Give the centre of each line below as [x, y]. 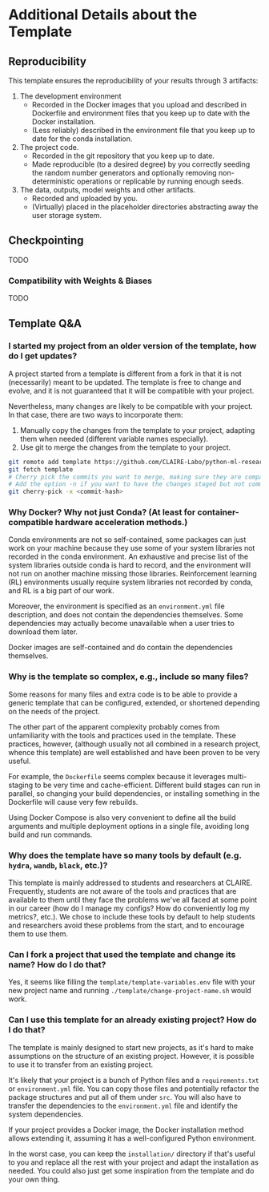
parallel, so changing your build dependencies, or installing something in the [134, 793]
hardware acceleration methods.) [121, 523]
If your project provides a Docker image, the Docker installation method [126, 1129]
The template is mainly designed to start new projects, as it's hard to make [131, 1047]
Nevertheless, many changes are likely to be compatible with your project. [131, 406]
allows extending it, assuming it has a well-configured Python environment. [132, 1138]
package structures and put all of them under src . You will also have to [125, 1097]
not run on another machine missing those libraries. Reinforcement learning [133, 574]
